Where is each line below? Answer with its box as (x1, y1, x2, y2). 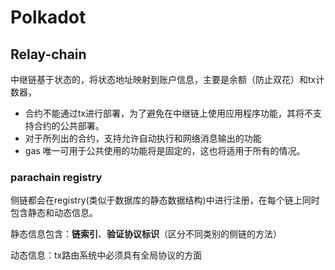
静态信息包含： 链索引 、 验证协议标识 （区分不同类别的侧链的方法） (10, 228, 282, 240)
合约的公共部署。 (33, 120, 105, 131)
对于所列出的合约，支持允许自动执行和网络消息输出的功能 (24, 132, 262, 144)
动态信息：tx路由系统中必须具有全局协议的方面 (10, 249, 203, 261)
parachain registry (10, 170, 103, 184)
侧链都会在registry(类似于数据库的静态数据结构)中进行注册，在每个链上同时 (10, 194, 320, 206)
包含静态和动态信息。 (10, 207, 98, 219)
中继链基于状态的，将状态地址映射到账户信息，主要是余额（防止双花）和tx (10, 74, 317, 85)
